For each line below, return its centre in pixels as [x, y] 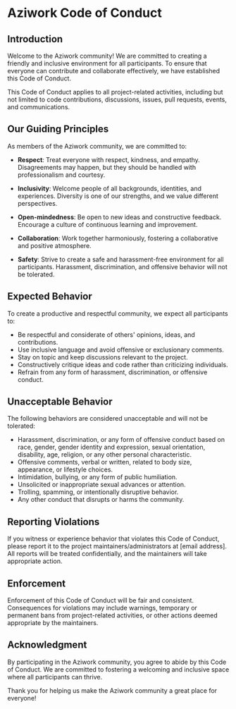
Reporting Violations [54, 522]
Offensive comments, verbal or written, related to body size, [105, 462]
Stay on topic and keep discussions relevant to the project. [103, 357]
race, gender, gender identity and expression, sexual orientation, [111, 447]
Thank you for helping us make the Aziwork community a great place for [112, 690]
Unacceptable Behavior [60, 402]
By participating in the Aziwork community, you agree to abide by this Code [117, 662]
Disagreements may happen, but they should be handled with [106, 167]
